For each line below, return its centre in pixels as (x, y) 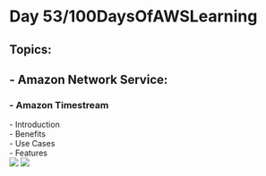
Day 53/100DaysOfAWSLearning (133, 17)
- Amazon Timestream (59, 105)
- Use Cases (32, 144)
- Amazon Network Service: (89, 79)
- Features (28, 153)
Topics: (30, 50)
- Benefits (28, 134)
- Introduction (34, 125)
